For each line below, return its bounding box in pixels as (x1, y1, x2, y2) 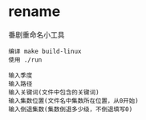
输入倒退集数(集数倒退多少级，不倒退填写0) (8, 105, 133, 114)
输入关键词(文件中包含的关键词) (8, 88, 99, 96)
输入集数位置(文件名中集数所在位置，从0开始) (8, 97, 139, 105)
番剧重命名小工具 (8, 30, 65, 39)
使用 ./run (8, 55, 43, 64)
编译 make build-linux (8, 47, 82, 55)
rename (8, 2, 61, 21)
